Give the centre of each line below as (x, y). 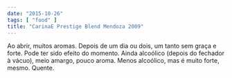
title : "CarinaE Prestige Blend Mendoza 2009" (75, 26)
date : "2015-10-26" (35, 13)
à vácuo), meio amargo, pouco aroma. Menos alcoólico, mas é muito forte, (113, 61)
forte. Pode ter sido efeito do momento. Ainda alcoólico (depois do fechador (116, 53)
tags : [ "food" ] (32, 20)
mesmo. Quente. (31, 68)
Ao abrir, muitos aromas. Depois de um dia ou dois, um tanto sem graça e (112, 46)
